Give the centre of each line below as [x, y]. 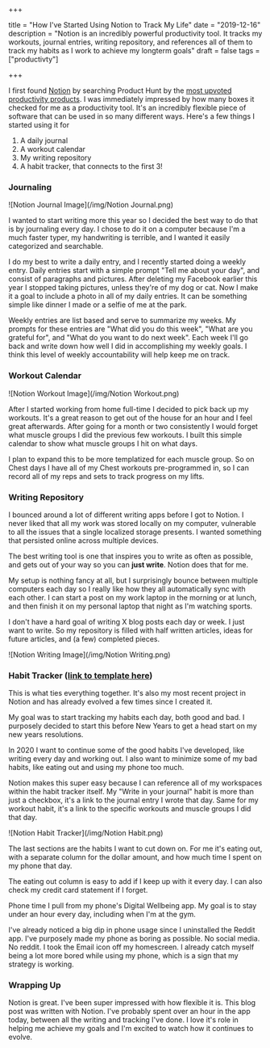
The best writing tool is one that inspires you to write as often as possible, [131, 556]
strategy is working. [41, 964]
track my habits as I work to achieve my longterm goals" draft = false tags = [134, 51]
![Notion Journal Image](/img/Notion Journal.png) [91, 205]
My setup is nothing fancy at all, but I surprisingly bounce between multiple [133, 580]
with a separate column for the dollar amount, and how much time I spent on [135, 857]
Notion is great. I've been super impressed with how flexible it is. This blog [132, 1003]
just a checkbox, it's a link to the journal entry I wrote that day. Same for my [134, 800]
